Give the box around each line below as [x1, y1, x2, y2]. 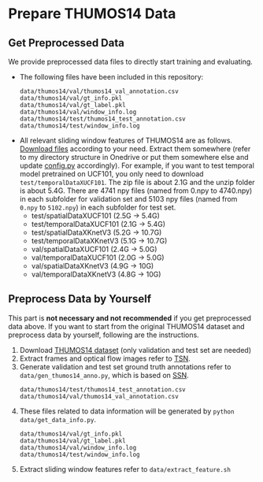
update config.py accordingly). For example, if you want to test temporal [19, 161, 254, 170]
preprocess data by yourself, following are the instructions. [8, 330, 199, 339]
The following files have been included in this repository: [19, 72, 204, 81]
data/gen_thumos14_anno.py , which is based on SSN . [19, 370, 189, 380]
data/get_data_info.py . [19, 414, 97, 424]
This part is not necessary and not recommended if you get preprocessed [8, 313, 252, 323]
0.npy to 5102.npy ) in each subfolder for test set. [19, 202, 176, 212]
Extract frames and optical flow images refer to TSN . [19, 354, 191, 363]
